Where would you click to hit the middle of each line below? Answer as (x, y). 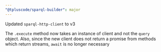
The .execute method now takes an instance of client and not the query (77, 33)
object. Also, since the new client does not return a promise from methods (81, 39)
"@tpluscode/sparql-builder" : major (43, 10)
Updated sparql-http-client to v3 (40, 24)
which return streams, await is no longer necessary (57, 44)
